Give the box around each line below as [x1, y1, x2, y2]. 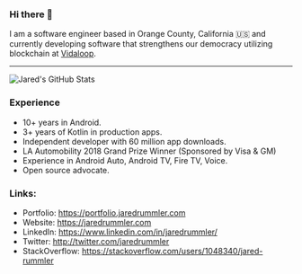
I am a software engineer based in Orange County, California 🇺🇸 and [9, 29, 267, 40]
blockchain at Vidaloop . [9, 49, 97, 59]
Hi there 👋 [9, 8, 54, 21]
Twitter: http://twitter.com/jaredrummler [22, 235, 170, 246]
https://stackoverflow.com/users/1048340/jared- [82, 245, 263, 256]
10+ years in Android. [22, 117, 102, 128]
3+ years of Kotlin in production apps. [22, 126, 163, 137]
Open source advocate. [22, 164, 110, 175]
